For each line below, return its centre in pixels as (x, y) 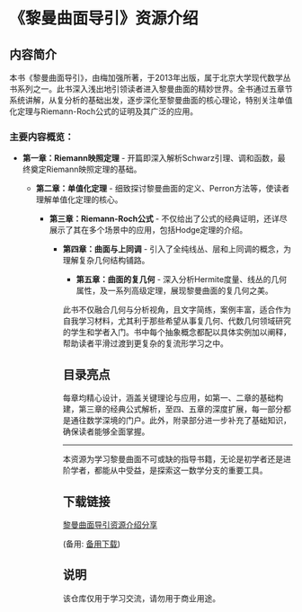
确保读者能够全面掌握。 (106, 431)
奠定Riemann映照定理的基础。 (86, 169)
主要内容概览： (42, 137)
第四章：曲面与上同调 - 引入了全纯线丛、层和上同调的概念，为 (177, 249)
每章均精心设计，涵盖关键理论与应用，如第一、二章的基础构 (173, 398)
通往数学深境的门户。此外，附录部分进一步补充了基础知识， (181, 421)
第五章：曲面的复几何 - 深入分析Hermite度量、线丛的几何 (182, 279)
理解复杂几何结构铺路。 (106, 261)
